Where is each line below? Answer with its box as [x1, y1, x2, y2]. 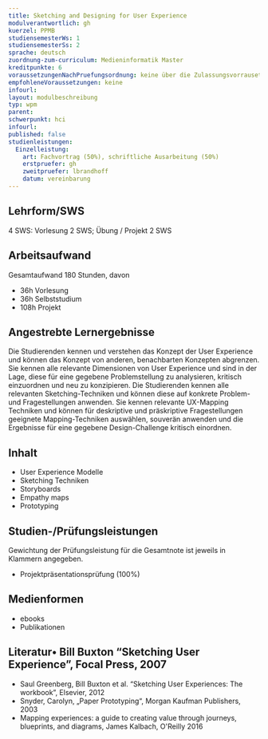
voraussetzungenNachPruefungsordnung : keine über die [8, 71, 191, 79]
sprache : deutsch [8, 49, 66, 57]
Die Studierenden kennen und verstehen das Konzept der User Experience [8, 346, 254, 356]
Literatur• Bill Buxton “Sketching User [8, 646, 200, 659]
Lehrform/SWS [8, 204, 85, 218]
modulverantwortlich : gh [8, 19, 91, 27]
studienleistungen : [8, 137, 73, 146]
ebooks [19, 614, 45, 623]
